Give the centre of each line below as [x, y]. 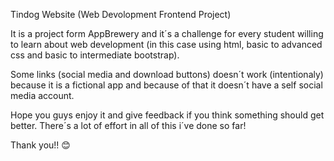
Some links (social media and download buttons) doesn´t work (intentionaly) [167, 74]
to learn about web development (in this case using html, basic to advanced [166, 44]
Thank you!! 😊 [40, 145]
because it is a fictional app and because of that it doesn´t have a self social [166, 85]
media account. [42, 95]
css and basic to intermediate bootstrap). [95, 55]
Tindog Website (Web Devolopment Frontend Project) [121, 14]
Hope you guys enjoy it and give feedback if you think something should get [167, 115]
